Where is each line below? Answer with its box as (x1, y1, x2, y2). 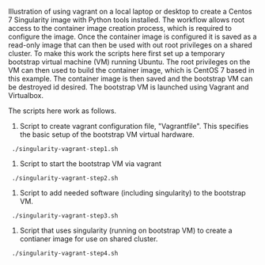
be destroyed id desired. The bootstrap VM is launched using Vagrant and (8, 82, 249, 92)
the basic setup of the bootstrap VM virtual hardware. (19, 130, 195, 139)
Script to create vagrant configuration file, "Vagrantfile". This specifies (19, 122, 249, 131)
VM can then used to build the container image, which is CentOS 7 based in (8, 66, 255, 74)
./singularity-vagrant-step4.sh (11, 249, 119, 257)
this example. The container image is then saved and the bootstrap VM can (8, 74, 253, 83)
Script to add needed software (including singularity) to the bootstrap (19, 188, 247, 197)
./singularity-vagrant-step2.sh (11, 174, 119, 182)
